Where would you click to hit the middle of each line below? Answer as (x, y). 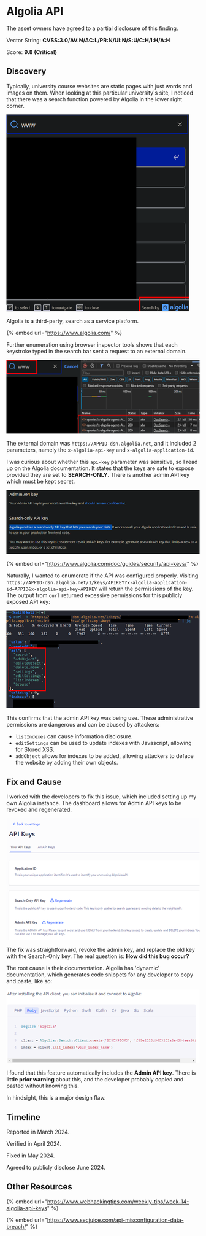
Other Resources (39, 1187)
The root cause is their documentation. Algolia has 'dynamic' (83, 968)
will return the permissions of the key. (146, 589)
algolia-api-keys (27, 1208)
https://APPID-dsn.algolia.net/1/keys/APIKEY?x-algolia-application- (97, 582)
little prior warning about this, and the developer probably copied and (95, 1080)
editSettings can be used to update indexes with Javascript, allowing (103, 743)
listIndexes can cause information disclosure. (74, 736)
